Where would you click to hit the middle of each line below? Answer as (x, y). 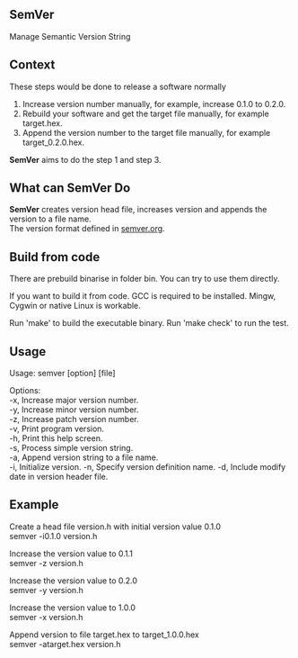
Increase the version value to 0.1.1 (71, 554)
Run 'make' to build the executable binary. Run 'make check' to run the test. (149, 323)
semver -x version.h (46, 617)
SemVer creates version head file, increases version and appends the (138, 210)
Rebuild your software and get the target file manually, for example (145, 113)
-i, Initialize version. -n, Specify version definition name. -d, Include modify (148, 467)
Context (32, 65)
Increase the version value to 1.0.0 (73, 608)
